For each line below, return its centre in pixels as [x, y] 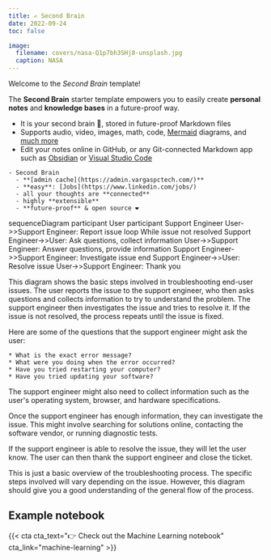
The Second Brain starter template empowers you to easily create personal [135, 99]
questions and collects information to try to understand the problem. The [129, 299]
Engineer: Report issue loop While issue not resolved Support [149, 232]
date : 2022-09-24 [38, 23]
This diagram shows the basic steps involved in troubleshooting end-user [131, 282]
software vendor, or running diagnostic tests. [83, 433]
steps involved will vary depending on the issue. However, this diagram [127, 482]
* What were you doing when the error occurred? [92, 363]
